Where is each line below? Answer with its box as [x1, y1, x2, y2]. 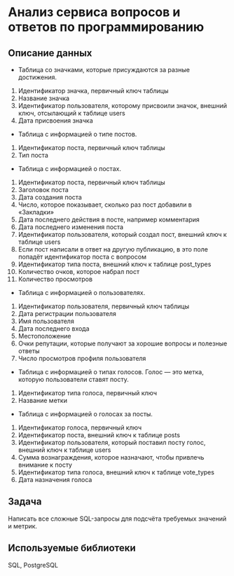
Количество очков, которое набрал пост [18, 268, 140, 275]
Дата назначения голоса [18, 476, 92, 484]
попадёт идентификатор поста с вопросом [18, 253, 146, 261]
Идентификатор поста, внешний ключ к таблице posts [18, 431, 181, 439]
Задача [8, 495, 42, 508]
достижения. [18, 73, 57, 81]
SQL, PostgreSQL [8, 561, 59, 569]
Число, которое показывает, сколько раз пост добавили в [18, 200, 192, 209]
